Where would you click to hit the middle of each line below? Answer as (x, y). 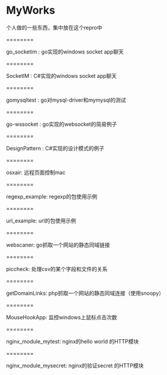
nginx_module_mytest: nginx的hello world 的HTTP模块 (73, 341)
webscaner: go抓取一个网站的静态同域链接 (58, 245)
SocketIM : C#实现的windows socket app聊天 (62, 75)
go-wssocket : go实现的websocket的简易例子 (62, 124)
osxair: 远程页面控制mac (36, 172)
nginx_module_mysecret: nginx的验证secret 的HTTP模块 (75, 365)
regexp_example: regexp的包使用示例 (52, 196)
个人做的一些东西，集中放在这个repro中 (54, 27)
